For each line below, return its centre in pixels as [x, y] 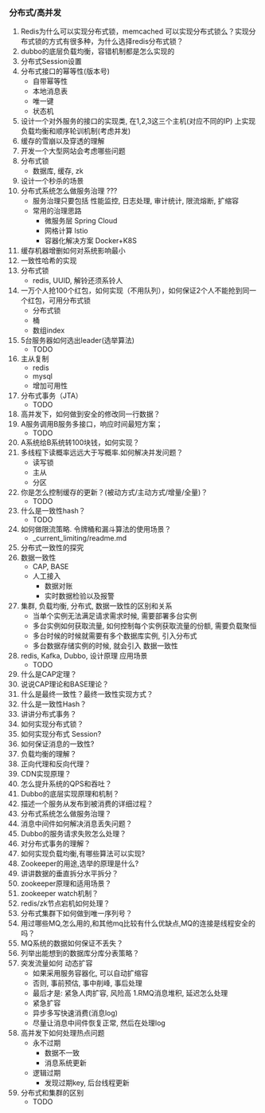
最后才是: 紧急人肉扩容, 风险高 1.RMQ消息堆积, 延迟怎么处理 [130, 993]
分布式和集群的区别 [52, 1093]
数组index [49, 330]
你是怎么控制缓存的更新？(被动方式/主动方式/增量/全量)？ [114, 493]
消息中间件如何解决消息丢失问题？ [76, 824]
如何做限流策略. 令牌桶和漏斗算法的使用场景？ [96, 529]
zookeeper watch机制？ [59, 894]
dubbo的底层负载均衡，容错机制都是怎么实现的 [97, 51]
